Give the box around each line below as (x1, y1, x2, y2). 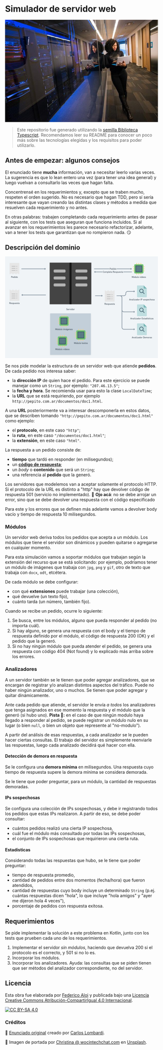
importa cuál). (12, 623, 40, 629)
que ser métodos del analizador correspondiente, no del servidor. (12, 965, 143, 971)
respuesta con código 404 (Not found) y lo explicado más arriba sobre (12, 649, 154, 654)
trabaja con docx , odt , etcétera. (5, 569, 67, 576)
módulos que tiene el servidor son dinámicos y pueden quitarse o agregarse (5, 540, 158, 546)
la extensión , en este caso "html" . (12, 438, 81, 444)
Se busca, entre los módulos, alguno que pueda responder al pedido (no (12, 617, 157, 623)
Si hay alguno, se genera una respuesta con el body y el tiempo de (12, 628, 146, 634)
